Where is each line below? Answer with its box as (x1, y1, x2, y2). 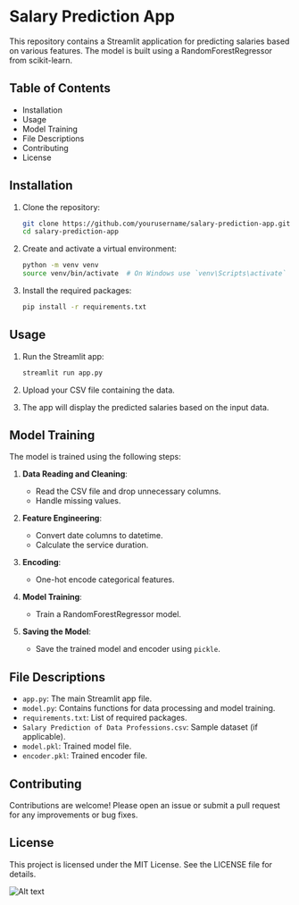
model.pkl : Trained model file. (21, 740, 132, 752)
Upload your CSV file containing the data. (21, 385, 176, 395)
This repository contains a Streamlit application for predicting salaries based (9, 36, 290, 47)
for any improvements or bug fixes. (9, 809, 138, 820)
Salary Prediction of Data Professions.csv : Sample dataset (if (21, 722, 259, 732)
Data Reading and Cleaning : (21, 469, 128, 479)
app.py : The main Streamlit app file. (21, 693, 153, 704)
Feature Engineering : (21, 512, 103, 524)
